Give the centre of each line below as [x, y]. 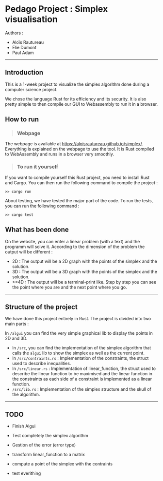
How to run [22, 120]
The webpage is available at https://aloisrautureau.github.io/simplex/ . [74, 144]
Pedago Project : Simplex [57, 9]
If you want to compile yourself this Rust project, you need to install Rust [77, 177]
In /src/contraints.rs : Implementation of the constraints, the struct [80, 358]
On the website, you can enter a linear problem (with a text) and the [73, 241]
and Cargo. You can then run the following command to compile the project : [81, 183]
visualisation [32, 19]
